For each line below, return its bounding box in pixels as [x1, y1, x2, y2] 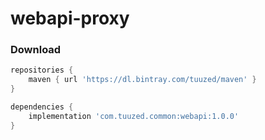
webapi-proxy [10, 7, 130, 30]
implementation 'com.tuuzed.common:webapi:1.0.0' [28, 111, 240, 121]
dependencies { [10, 102, 74, 112]
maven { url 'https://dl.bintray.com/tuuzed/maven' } [28, 75, 257, 85]
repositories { [10, 65, 74, 76]
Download [10, 43, 62, 57]
